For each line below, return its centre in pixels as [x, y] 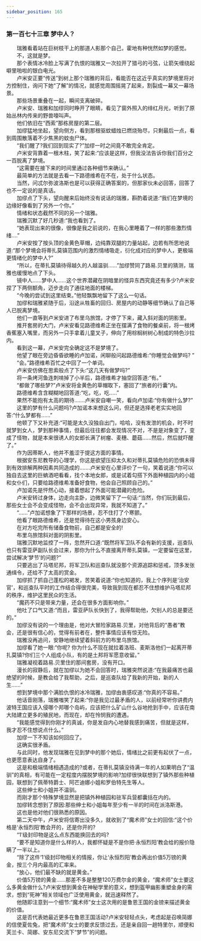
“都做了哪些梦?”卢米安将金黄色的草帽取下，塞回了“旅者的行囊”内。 [98, 385]
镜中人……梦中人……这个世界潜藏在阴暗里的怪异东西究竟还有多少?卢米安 [106, 280]
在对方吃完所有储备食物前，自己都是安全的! [70, 527]
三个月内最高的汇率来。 [51, 864]
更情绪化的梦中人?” [30, 258]
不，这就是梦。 [35, 55]
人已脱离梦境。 [25, 310]
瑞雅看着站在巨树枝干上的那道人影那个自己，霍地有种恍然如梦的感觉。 [103, 48]
